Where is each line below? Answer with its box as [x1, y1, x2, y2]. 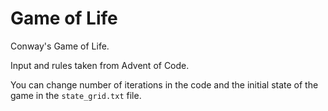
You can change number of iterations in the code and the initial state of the [10, 78, 319, 91]
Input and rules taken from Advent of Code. [10, 59, 190, 71]
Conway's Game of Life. [10, 40, 110, 52]
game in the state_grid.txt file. [10, 89, 142, 101]
